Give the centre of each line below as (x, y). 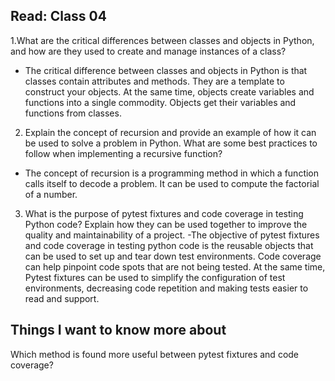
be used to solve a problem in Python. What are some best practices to (171, 143)
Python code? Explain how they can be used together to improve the (166, 224)
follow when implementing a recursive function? (123, 153)
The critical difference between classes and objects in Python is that (166, 70)
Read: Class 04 (58, 16)
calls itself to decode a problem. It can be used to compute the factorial (172, 183)
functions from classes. (73, 113)
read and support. (62, 298)
